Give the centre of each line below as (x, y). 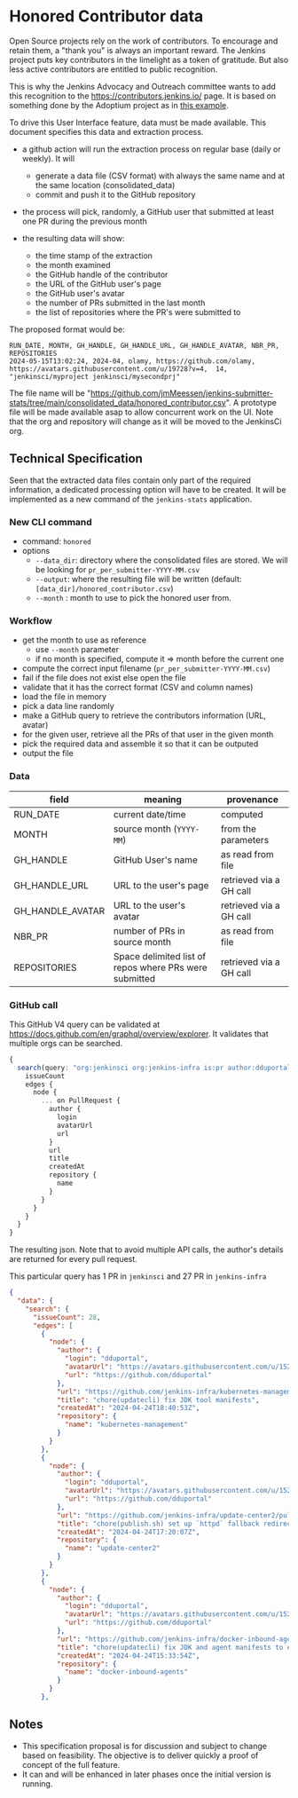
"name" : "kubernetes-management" (127, 1425)
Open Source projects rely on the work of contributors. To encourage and (144, 41)
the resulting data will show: (73, 238)
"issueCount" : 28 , (67, 1317)
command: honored (56, 541)
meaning (162, 799)
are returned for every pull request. (73, 1259)
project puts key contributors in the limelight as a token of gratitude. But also (149, 59)
